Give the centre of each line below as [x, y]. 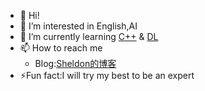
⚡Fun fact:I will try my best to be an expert [107, 75]
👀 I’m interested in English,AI [78, 26]
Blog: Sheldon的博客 [75, 63]
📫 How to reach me [61, 48]
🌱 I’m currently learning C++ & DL [89, 36]
